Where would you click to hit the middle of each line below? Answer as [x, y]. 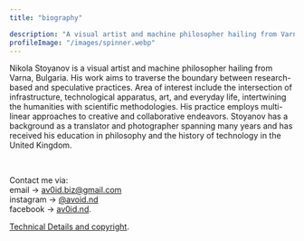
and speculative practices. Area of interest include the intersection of [163, 88]
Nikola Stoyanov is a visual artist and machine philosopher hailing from [141, 68]
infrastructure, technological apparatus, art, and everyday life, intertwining [148, 97]
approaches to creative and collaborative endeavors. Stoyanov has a [160, 116]
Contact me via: [39, 180]
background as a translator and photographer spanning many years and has [151, 126]
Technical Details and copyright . [69, 227]
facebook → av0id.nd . [51, 209]
